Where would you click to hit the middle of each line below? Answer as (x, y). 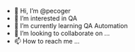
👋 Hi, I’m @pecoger (42, 11)
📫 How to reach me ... (47, 41)
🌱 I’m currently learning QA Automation (71, 26)
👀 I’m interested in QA (46, 18)
